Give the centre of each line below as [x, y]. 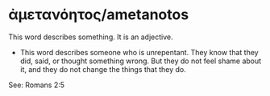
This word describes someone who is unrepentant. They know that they [139, 52]
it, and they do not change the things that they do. [103, 69]
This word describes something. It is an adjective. [91, 37]
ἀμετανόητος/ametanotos [99, 15]
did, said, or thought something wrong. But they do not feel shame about [141, 61]
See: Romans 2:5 [37, 85]
